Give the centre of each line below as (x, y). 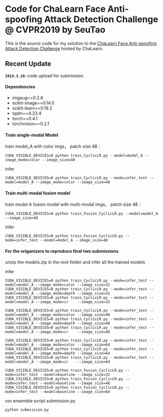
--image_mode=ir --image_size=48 (73, 332)
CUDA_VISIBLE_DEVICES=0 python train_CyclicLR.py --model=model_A (74, 156)
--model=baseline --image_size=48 (75, 383)
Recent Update (28, 64)
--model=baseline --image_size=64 (75, 392)
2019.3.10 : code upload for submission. (45, 76)
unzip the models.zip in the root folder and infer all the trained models (75, 262)
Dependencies (20, 87)
